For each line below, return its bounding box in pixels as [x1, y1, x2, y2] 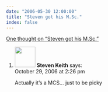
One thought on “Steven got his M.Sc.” [6, 36, 99, 43]
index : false [6, 19, 38, 25]
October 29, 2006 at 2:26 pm [14, 68, 85, 75]
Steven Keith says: [36, 62, 83, 69]
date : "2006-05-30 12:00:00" [6, 8, 77, 15]
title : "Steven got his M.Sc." [6, 14, 82, 20]
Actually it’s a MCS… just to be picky [14, 79, 102, 86]
